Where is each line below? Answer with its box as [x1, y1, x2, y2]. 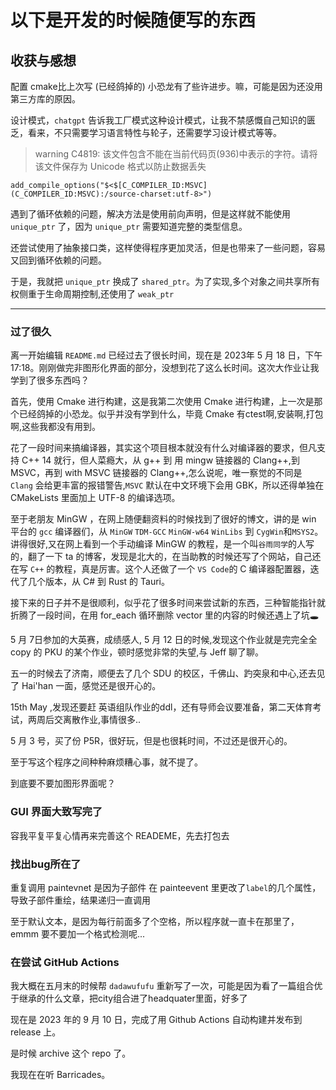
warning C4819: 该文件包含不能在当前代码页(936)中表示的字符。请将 [34, 148, 318, 160]
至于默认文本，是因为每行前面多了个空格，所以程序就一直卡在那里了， [10, 915, 300, 927]
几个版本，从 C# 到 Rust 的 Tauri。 [27, 576, 170, 588]
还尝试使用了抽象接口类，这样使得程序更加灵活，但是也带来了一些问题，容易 [10, 242, 326, 253]
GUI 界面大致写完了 [10, 805, 103, 819]
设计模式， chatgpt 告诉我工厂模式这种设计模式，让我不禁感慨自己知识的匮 [10, 114, 317, 126]
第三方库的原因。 [10, 93, 81, 105]
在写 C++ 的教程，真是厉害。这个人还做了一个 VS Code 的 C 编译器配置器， [10, 563, 311, 575]
